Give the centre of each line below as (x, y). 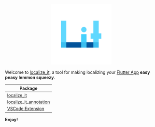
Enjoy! (12, 119)
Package (28, 88)
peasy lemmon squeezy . (30, 77)
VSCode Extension (26, 109)
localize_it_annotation (28, 102)
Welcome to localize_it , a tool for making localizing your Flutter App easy (77, 72)
